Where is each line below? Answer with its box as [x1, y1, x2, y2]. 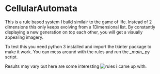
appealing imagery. [5, 34, 44, 40]
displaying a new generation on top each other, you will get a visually [5, 29, 143, 35]
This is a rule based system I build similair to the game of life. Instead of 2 [5, 19, 152, 25]
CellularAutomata [5, 3, 78, 14]
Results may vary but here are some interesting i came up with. [5, 63, 147, 69]
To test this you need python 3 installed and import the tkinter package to [5, 44, 152, 49]
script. [5, 54, 18, 59]
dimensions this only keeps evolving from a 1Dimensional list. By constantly [5, 24, 156, 30]
